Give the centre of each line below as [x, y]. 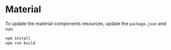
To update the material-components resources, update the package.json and [86, 23]
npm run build [20, 43]
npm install [18, 38]
